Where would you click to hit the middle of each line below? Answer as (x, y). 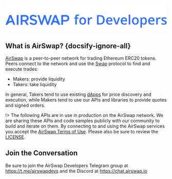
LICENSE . (15, 137)
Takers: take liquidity (35, 84)
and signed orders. (25, 105)
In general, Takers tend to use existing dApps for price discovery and (78, 94)
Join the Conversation (42, 153)
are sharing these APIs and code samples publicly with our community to (83, 121)
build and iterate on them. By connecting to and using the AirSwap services (85, 126)
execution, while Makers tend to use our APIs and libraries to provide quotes (86, 100)
